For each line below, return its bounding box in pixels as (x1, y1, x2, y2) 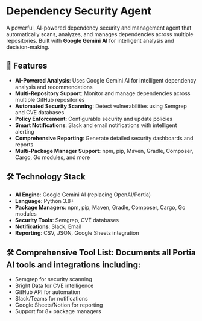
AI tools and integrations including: (6, 260, 141, 270)
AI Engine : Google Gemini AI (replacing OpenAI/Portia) (14, 191, 151, 198)
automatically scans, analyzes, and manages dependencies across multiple (6, 30, 194, 37)
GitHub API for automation (14, 288, 80, 296)
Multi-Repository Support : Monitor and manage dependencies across (14, 89, 191, 97)
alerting (14, 128, 34, 135)
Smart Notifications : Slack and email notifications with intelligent (14, 122, 177, 129)
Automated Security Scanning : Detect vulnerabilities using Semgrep (14, 102, 187, 110)
